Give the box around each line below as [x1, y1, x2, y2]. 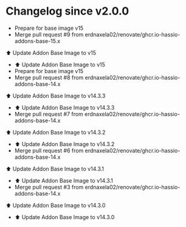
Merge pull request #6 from [14, 147, 84, 154]
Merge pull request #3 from [14, 183, 84, 190]
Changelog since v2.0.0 [5, 4, 129, 18]
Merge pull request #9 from [14, 30, 84, 38]
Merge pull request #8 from [14, 74, 84, 81]
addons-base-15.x [14, 37, 61, 44]
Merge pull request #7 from [14, 110, 83, 117]
